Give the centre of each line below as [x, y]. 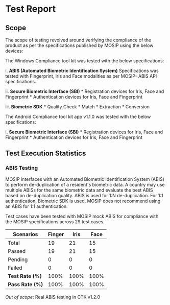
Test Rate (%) [25, 276]
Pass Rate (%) [26, 284]
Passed [17, 251]
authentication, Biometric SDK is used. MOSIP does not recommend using [83, 201]
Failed [15, 268]
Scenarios [25, 234]
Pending [18, 260]
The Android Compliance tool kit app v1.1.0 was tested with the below [78, 116]
